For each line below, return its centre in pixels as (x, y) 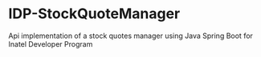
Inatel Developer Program (51, 44)
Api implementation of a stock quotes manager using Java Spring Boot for (130, 36)
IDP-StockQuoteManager (94, 14)
